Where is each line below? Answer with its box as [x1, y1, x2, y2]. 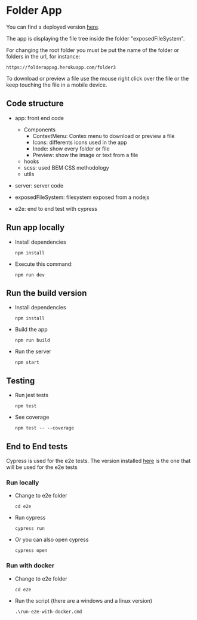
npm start [14, 360, 40, 366]
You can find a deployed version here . [6, 23, 100, 30]
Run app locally [6, 222, 65, 233]
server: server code [14, 182, 64, 189]
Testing [6, 376, 35, 386]
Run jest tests [14, 392, 49, 399]
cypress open [14, 548, 48, 554]
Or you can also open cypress [14, 536, 89, 544]
